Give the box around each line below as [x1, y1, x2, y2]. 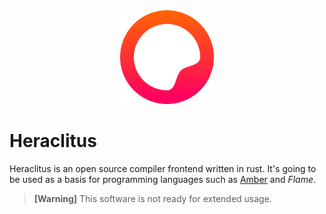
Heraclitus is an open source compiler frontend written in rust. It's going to [9, 162, 317, 174]
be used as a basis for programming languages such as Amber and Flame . [9, 173, 317, 185]
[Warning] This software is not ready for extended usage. [33, 192, 272, 204]
